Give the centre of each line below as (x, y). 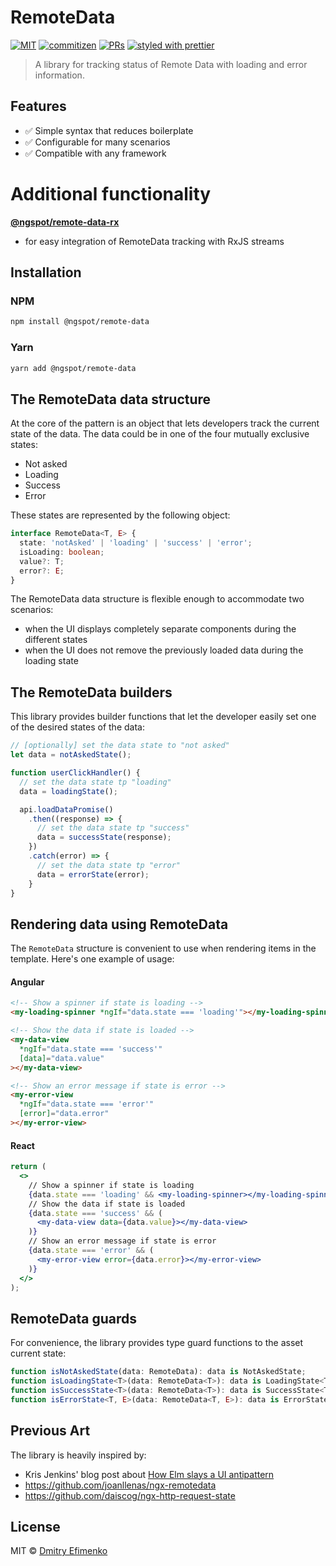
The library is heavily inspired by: (78, 1455)
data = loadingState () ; (68, 791)
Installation (46, 272)
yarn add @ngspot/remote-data (73, 368)
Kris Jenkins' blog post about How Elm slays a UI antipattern (149, 1474)
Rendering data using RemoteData (119, 924)
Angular (27, 982)
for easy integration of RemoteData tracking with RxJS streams (154, 241)
